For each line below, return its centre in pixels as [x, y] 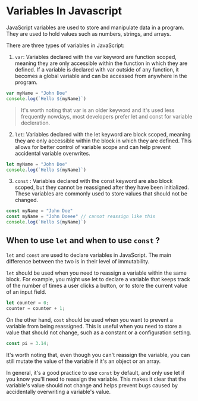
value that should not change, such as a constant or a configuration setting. [99, 332]
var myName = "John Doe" [37, 93]
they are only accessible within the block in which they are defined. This [103, 141]
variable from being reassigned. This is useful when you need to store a [94, 326]
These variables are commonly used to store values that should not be [101, 194]
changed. [26, 200]
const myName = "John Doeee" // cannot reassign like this [81, 217]
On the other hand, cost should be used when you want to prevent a [90, 319]
